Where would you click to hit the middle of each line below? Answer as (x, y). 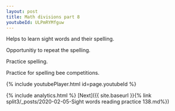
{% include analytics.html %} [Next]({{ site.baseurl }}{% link (79, 96)
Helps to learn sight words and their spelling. (60, 39)
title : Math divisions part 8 (43, 17)
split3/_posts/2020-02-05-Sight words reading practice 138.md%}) (88, 102)
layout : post (22, 11)
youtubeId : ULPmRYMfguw (35, 22)
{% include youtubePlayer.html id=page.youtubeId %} (71, 84)
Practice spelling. (27, 61)
